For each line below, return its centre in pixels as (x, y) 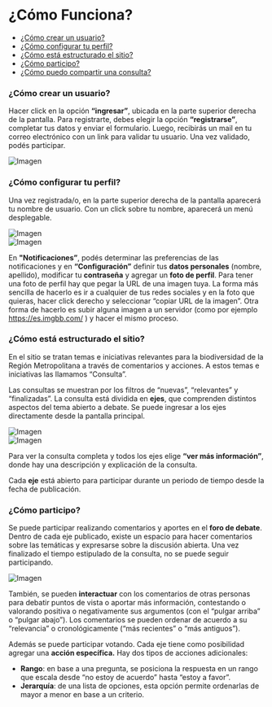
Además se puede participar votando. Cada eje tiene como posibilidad (127, 644)
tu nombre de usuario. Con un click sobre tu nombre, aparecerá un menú (131, 208)
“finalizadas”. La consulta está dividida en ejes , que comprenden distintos (132, 398)
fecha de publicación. (45, 489)
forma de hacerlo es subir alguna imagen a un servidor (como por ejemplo (133, 309)
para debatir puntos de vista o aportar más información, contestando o (127, 603)
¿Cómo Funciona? (70, 15)
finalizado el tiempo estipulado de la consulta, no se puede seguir (119, 554)
